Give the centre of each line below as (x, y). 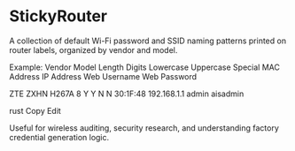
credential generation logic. (59, 137)
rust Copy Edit (35, 110)
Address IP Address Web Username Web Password (103, 76)
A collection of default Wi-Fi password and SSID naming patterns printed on (147, 41)
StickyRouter (58, 16)
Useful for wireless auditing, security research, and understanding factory (144, 128)
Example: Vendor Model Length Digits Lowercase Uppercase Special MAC (145, 67)
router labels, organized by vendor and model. (93, 49)
